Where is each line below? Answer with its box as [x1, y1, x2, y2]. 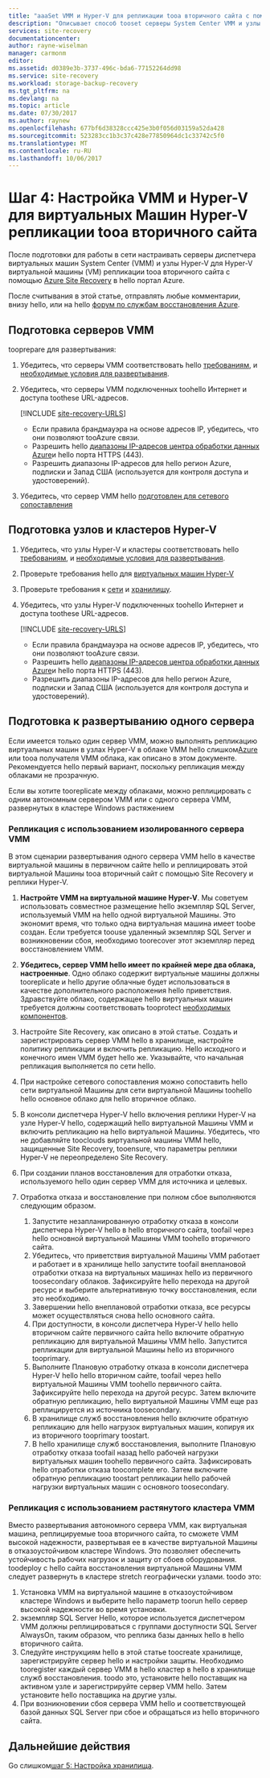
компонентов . [19, 1011, 68, 1021]
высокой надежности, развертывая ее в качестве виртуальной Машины [8, 1538, 258, 1547]
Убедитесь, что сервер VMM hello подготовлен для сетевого [19, 491, 229, 501]
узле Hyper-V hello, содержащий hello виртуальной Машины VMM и [19, 1118, 254, 1127]
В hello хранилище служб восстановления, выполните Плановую [31, 1439, 256, 1448]
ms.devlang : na [8, 94, 59, 102]
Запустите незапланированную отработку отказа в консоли [31, 1216, 239, 1226]
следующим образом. [19, 1201, 96, 1210]
